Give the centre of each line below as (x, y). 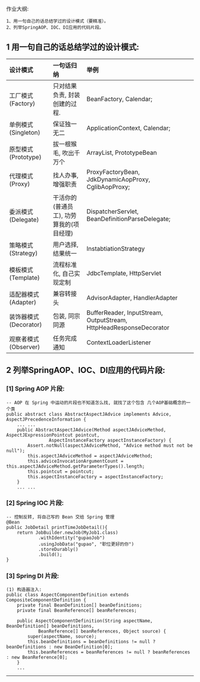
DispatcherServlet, (112, 211)
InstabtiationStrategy (115, 248)
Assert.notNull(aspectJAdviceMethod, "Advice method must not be (110, 446)
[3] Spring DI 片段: (33, 575)
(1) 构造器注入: (24, 590)
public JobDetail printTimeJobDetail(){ (57, 527)
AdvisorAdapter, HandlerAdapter (132, 298)
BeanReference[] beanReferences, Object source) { (102, 631)
